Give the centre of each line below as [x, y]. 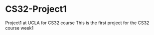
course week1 [19, 28]
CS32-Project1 [36, 9]
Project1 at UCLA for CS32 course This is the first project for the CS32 [77, 23]
